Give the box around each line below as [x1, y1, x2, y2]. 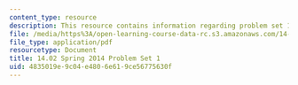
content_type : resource [9, 12, 98, 22]
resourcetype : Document [9, 46, 98, 55]
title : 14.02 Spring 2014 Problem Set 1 [9, 54, 161, 63]
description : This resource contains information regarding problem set [9, 21, 284, 30]
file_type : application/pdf [9, 37, 114, 47]
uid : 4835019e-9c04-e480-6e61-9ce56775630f [9, 63, 173, 72]
